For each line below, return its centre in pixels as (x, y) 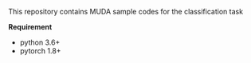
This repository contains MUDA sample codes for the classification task (126, 12)
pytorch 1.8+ (40, 51)
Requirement (30, 27)
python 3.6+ (40, 42)
